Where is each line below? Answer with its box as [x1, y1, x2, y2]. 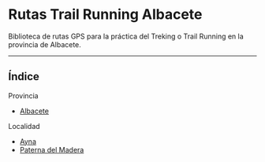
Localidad [8, 121, 41, 131]
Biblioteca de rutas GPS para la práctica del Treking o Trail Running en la [8, 31, 244, 41]
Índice [8, 70, 39, 83]
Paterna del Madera [19, 145, 84, 154]
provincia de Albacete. [8, 39, 81, 49]
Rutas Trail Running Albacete [8, 6, 203, 24]
